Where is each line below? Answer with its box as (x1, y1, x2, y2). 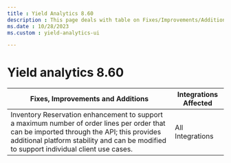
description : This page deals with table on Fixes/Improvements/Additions (7, 17, 229, 23)
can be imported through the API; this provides (10, 127, 162, 137)
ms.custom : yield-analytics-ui (7, 29, 100, 36)
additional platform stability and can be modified (10, 135, 167, 145)
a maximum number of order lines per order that (10, 118, 166, 128)
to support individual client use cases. (10, 144, 133, 154)
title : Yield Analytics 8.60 (7, 10, 94, 17)
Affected (183, 98, 213, 108)
